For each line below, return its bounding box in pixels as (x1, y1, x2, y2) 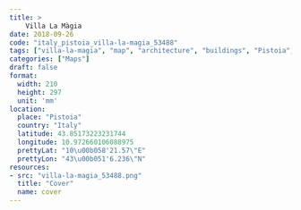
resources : (9, 163, 50, 172)
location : (9, 105, 47, 113)
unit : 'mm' (17, 96, 58, 105)
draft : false (9, 63, 58, 72)
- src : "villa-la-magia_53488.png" (9, 171, 142, 180)
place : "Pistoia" (17, 113, 82, 122)
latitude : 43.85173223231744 (17, 130, 126, 139)
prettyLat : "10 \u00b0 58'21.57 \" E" (17, 146, 146, 155)
